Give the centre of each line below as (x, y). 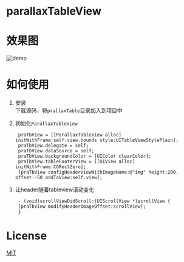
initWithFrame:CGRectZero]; (50, 167)
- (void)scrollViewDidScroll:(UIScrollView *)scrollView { (94, 201)
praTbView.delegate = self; (53, 146)
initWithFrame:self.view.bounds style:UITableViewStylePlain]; (97, 140)
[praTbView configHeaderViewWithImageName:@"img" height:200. (98, 172)
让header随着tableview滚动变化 (55, 189)
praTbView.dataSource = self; (56, 151)
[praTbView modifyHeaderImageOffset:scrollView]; (82, 207)
